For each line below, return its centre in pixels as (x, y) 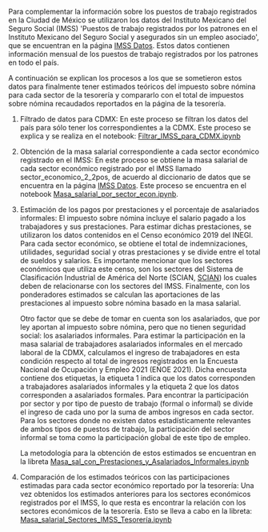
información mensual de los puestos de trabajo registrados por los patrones (133, 54)
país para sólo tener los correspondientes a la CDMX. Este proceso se (135, 128)
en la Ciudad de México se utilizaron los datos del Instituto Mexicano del (127, 20)
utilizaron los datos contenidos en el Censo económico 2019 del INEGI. (136, 235)
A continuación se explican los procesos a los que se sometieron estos (125, 78)
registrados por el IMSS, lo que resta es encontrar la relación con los (133, 502)
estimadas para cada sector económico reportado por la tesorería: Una (137, 486)
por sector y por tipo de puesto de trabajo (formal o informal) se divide (136, 404)
